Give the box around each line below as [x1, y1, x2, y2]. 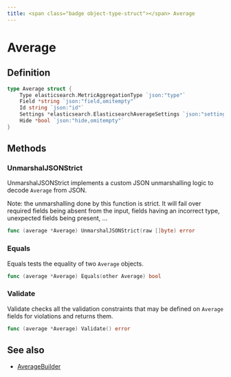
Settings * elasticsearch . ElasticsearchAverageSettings [19, 111, 180, 118]
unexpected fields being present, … [7, 214, 108, 222]
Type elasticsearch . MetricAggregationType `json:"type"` [19, 91, 186, 98]
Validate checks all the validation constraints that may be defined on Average [7, 304, 223, 313]
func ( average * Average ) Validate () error [7, 325, 131, 332]
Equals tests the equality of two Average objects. [7, 259, 144, 268]
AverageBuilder [16, 363, 61, 371]
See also [7, 345, 45, 356]
